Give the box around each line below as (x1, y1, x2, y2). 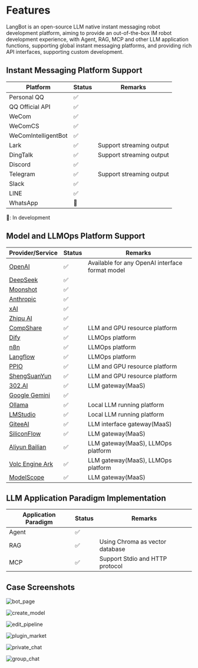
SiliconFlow (9, 430, 41, 438)
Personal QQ (9, 93, 44, 101)
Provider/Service (9, 249, 58, 257)
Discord (9, 160, 31, 169)
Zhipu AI (9, 314, 32, 322)
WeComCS (9, 122, 39, 130)
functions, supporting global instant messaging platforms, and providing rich (6, 42, 192, 49)
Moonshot (9, 285, 37, 293)
